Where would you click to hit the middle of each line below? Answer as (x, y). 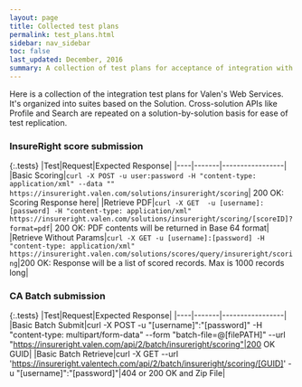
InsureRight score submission (76, 146)
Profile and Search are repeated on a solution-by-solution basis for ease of (149, 113)
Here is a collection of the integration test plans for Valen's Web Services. (146, 94)
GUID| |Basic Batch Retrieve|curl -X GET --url (94, 354)
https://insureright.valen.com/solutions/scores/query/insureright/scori (151, 254)
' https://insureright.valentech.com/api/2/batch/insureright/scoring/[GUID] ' (148, 363)
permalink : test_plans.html (62, 34)
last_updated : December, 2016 (66, 60)
